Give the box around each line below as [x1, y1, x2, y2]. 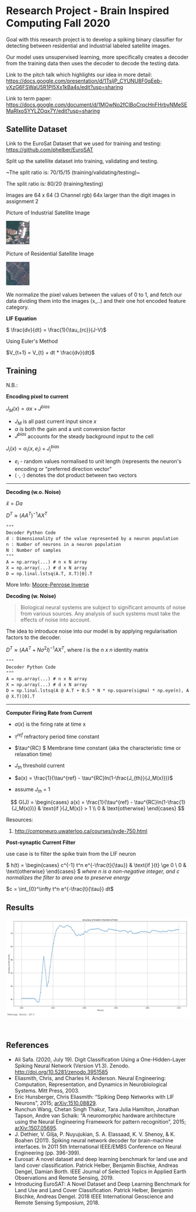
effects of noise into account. [20, 616, 92, 623]
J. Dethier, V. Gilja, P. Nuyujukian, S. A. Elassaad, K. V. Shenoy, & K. [14, 1131, 176, 1138]
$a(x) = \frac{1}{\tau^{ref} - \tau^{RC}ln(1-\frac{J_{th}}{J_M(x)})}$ [14, 774, 173, 781]
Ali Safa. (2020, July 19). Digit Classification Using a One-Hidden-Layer [14, 1056, 186, 1063]
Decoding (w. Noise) [6, 593, 57, 600]
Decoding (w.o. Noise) [6, 488, 61, 496]
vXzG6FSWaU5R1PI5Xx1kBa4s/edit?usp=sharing [6, 83, 124, 90]
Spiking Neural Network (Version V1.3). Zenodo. [14, 1062, 130, 1069]
